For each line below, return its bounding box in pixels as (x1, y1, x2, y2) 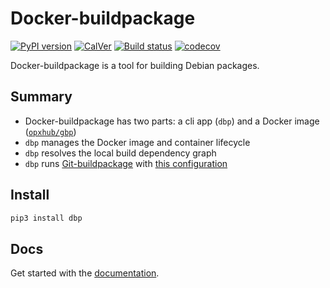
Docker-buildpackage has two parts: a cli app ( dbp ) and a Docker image (24, 115, 320, 127)
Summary (10, 88, 73, 106)
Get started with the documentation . (10, 267, 160, 279)
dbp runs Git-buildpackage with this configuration (24, 157, 228, 169)
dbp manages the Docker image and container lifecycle (24, 136, 251, 148)
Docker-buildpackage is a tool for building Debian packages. (10, 59, 260, 71)
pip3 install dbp (10, 213, 83, 223)
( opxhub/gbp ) (24, 125, 77, 137)
